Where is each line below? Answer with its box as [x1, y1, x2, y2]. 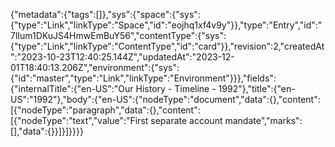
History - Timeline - [135, 83, 217, 94]
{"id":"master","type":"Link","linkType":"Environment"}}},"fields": [10, 72, 277, 84]
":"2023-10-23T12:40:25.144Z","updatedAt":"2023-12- [10, 51, 235, 63]
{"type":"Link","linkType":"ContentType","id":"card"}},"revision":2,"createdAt [10, 40, 325, 52]
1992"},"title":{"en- [218, 83, 296, 94]
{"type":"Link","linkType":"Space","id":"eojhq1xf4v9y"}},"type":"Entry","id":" [10, 19, 323, 31]
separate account [150, 115, 223, 126]
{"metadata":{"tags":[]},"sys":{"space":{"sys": [10, 9, 201, 20]
